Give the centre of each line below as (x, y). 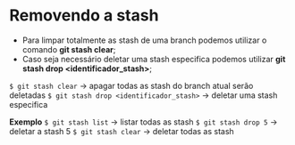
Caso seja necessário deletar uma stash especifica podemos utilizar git (154, 59)
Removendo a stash (84, 16)
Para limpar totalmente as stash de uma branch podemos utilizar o (144, 40)
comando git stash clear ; (69, 49)
